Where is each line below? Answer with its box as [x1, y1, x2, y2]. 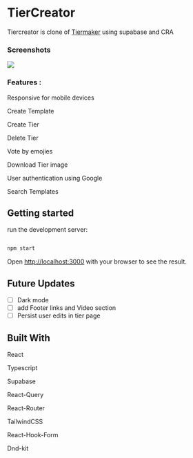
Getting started [7, 207, 74, 219]
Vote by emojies [7, 147, 53, 155]
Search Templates [7, 187, 59, 195]
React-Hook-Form [7, 431, 59, 439]
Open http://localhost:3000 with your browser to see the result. [7, 257, 187, 266]
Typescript [7, 364, 38, 372]
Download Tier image [7, 161, 68, 169]
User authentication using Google [7, 174, 103, 182]
